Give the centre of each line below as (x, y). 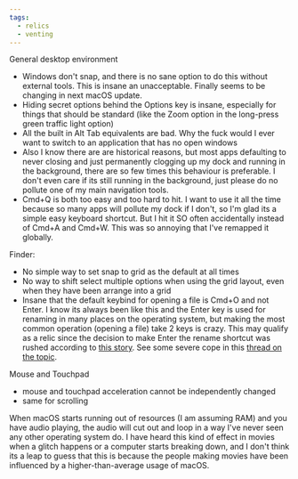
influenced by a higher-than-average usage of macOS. (109, 466)
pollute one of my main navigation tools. (95, 190)
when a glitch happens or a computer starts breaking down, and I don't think (149, 447)
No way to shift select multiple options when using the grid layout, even (153, 281)
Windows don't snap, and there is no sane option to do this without (145, 77)
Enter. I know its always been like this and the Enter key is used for (144, 310)
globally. (37, 238)
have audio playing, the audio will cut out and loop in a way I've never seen (147, 427)
